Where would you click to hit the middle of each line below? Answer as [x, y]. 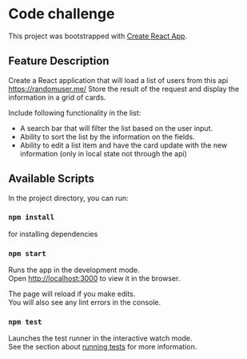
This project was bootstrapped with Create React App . [98, 36]
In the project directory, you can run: [68, 198]
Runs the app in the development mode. [74, 270]
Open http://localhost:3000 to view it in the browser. [94, 278]
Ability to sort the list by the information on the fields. [107, 136]
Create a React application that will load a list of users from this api [118, 80]
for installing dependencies [53, 234]
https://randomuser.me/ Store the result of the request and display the [124, 89]
